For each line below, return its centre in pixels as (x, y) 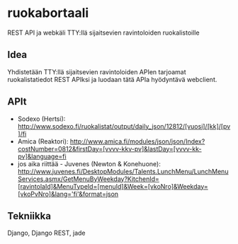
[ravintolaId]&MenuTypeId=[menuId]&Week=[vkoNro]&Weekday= (113, 186)
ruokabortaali (48, 13)
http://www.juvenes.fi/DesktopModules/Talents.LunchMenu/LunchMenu (123, 171)
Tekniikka (29, 216)
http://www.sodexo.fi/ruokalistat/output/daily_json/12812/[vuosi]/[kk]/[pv (124, 126)
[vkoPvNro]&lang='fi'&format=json (68, 194)
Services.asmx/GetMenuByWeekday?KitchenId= (88, 179)
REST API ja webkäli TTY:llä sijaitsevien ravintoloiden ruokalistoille (103, 33)
